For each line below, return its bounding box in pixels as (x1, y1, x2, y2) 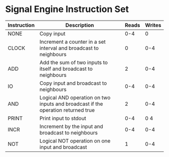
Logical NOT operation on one (39, 137, 111, 144)
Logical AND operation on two (39, 94, 111, 101)
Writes (145, 22, 161, 29)
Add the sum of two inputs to (39, 59, 108, 66)
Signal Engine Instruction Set (5, 4, 129, 15)
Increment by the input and (39, 123, 103, 130)
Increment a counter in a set (39, 38, 106, 45)
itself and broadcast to (39, 65, 93, 72)
